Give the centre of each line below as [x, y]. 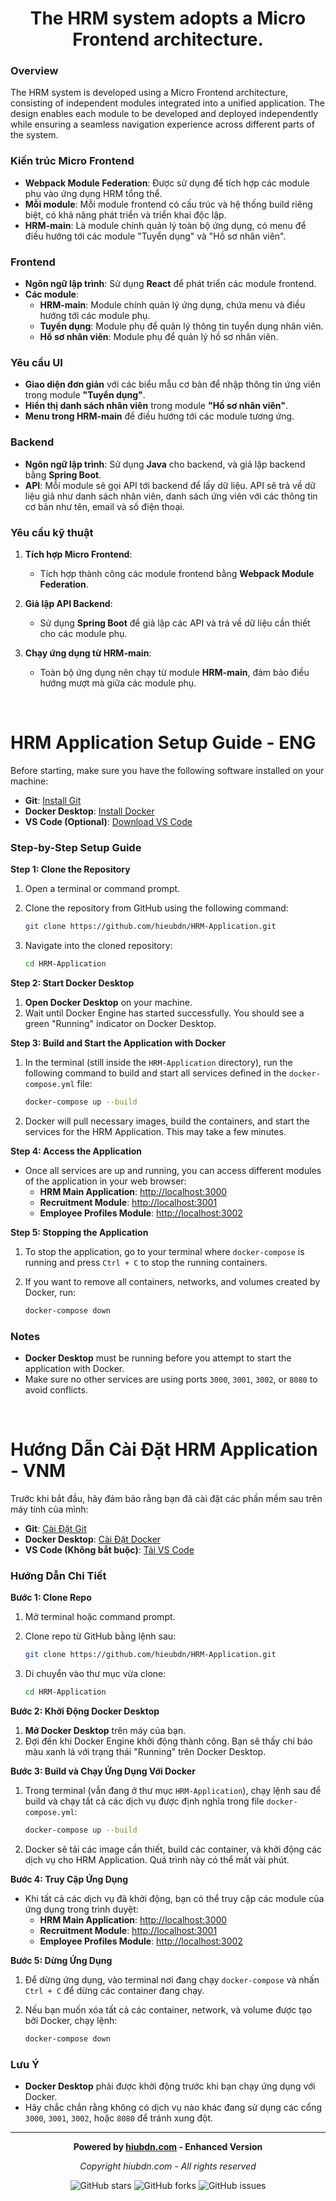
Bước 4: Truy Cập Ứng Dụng [69, 1879]
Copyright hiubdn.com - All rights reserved [168, 2166]
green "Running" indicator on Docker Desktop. [120, 1023]
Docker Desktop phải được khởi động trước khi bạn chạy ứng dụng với [170, 2086]
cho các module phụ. [83, 633]
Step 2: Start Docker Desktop [72, 983]
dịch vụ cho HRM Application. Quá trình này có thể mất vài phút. [157, 1859]
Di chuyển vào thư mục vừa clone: [95, 1674]
